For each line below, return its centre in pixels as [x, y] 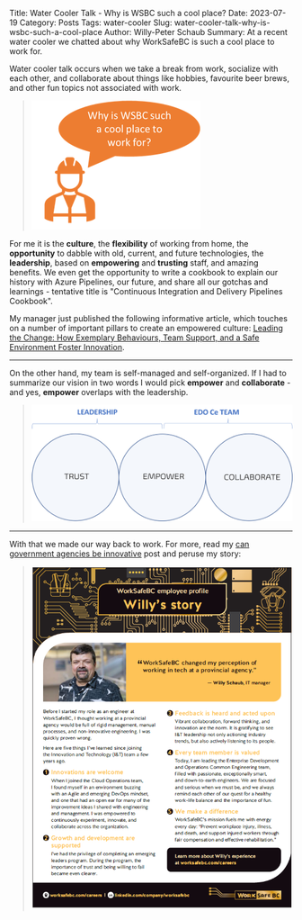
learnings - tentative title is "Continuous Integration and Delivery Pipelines [146, 291]
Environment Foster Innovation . [67, 347]
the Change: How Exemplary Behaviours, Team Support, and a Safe [134, 338]
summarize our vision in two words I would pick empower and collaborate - [150, 383]
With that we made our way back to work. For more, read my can [129, 545]
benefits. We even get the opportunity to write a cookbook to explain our [144, 272]
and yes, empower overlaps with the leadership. [99, 392]
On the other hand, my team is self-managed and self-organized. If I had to [148, 373]
